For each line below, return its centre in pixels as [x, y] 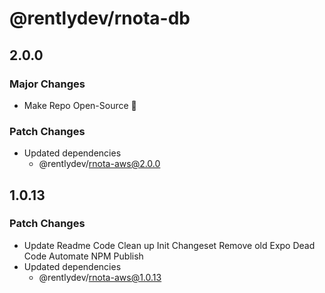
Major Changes [47, 84]
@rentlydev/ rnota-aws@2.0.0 [99, 164]
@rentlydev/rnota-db [100, 18]
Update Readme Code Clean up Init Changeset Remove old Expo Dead [169, 245]
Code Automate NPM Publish [83, 256]
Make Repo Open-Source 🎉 [80, 105]
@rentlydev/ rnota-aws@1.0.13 [100, 277]
